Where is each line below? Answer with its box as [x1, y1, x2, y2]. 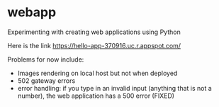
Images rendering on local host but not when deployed [17, 69, 178, 77]
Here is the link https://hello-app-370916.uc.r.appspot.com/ [7, 41, 181, 50]
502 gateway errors [17, 76, 76, 85]
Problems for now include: [7, 55, 84, 64]
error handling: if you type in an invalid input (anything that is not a [17, 84, 213, 92]
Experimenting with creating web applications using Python [7, 28, 181, 36]
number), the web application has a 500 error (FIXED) [17, 91, 175, 100]
